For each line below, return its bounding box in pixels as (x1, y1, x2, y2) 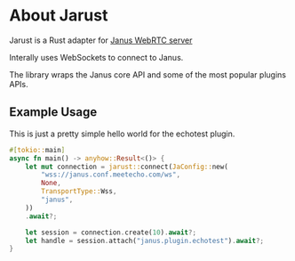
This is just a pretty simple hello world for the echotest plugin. (9, 128, 235, 139)
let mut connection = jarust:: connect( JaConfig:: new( (25, 162, 228, 171)
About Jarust (9, 5, 108, 26)
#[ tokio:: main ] (9, 145, 66, 154)
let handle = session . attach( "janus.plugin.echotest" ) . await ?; (25, 236, 265, 245)
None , (41, 179, 62, 188)
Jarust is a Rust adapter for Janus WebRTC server (9, 35, 193, 45)
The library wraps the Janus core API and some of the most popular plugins (9, 69, 287, 80)
